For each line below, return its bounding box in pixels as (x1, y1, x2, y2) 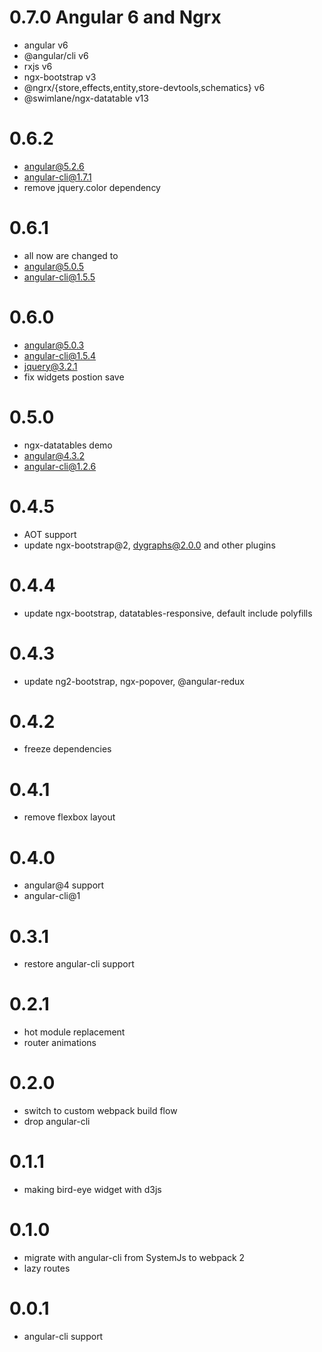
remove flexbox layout (23, 811, 116, 823)
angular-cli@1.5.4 (23, 349, 97, 361)
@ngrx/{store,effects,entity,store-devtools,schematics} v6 (23, 81, 266, 93)
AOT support (23, 528, 77, 540)
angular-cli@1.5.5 (23, 271, 96, 283)
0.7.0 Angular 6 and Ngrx (9, 6, 222, 29)
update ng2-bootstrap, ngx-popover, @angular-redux (23, 675, 245, 687)
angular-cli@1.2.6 (23, 460, 97, 472)
